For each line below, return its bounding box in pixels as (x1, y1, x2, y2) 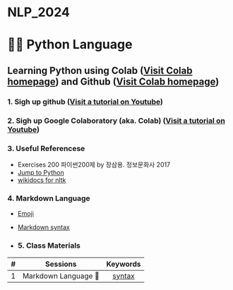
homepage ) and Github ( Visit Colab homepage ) (7, 75, 220, 87)
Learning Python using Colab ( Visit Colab (7, 64, 193, 76)
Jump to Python (17, 168, 65, 176)
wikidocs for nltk (17, 176, 66, 184)
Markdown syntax (17, 223, 71, 231)
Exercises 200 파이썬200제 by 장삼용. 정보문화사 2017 (17, 160, 171, 169)
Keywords (106, 259, 141, 269)
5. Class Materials (17, 241, 81, 250)
